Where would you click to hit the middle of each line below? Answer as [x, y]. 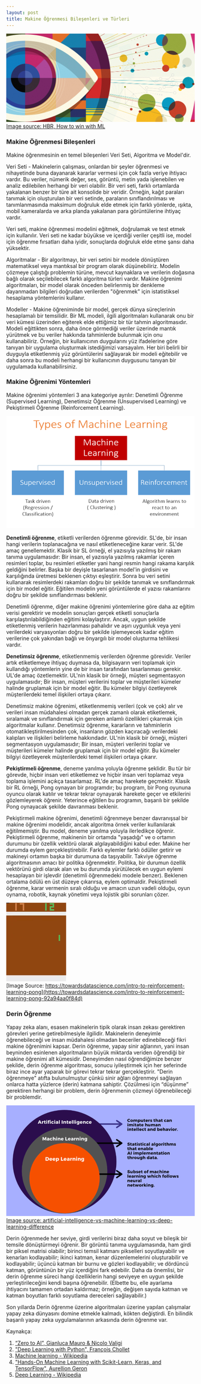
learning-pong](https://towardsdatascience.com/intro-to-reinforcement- [95, 992]
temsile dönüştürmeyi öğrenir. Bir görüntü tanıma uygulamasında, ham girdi [99, 1245]
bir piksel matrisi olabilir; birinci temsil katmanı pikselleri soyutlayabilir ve [95, 1251]
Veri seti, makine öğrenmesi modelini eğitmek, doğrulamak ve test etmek [96, 229]
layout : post [22, 13]
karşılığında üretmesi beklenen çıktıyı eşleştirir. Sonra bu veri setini [88, 576]
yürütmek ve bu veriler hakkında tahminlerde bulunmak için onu [85, 334]
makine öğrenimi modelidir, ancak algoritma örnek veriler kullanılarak [91, 825]
